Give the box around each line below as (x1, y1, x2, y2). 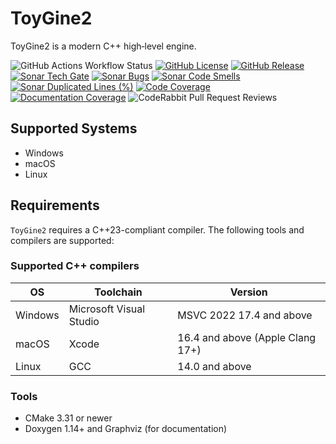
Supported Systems (10, 120, 138, 137)
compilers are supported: (10, 234, 115, 246)
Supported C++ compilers (10, 259, 140, 273)
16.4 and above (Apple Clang (177, 330, 317, 344)
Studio (68, 314, 100, 328)
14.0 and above (177, 359, 252, 373)
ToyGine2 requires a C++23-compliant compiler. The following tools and (10, 223, 305, 236)
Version (229, 285, 268, 299)
